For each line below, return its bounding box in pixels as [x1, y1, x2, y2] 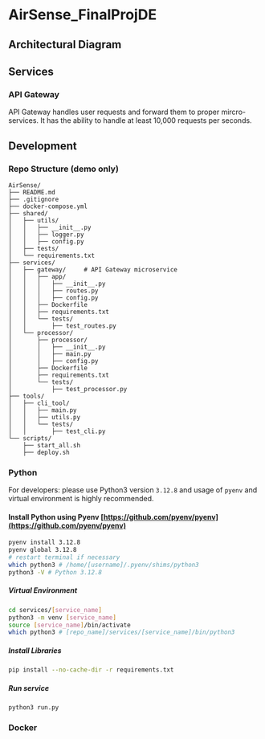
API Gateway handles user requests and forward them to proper [8, 107, 220, 117]
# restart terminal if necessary [8, 553, 120, 561]
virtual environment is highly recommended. [8, 494, 154, 504]
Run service [8, 683, 50, 692]
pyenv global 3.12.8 [8, 546, 78, 554]
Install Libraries [8, 645, 62, 655]
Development [8, 139, 78, 153]
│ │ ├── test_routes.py [8, 321, 116, 330]
